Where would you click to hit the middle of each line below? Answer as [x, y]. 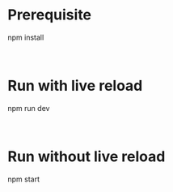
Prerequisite [50, 15]
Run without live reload [86, 157]
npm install [26, 37]
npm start [24, 179]
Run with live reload [75, 86]
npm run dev [29, 108]
